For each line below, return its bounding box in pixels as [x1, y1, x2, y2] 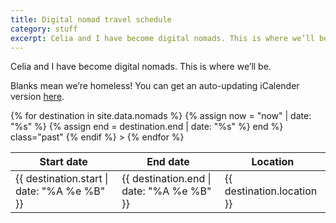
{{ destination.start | [15, 172, 109, 186]
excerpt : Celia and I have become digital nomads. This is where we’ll [10, 33, 315, 43]
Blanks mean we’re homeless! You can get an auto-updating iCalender [10, 80, 300, 92]
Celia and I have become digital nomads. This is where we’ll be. [10, 61, 272, 73]
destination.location [224, 184, 318, 198]
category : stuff [10, 24, 78, 34]
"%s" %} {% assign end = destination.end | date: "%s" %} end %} [10, 121, 284, 133]
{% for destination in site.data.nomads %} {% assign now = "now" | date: [10, 110, 312, 122]
